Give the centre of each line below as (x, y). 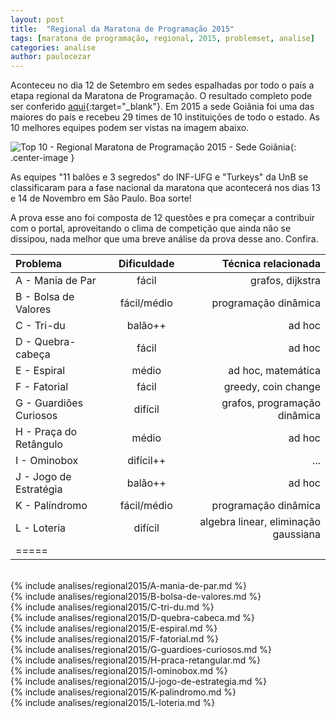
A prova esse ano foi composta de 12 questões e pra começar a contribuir (163, 218)
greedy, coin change (272, 387)
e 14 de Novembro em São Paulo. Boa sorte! (101, 198)
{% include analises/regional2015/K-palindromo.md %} (123, 692)
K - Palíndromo (51, 506)
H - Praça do (46, 432)
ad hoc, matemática (274, 371)
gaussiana (296, 534)
